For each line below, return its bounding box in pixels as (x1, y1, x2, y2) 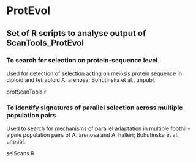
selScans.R (6, 150, 35, 157)
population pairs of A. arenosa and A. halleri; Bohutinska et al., (23, 131, 181, 139)
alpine (6, 131, 22, 139)
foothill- (170, 125, 190, 132)
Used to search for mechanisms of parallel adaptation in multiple (6, 125, 170, 132)
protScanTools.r (6, 88, 47, 95)
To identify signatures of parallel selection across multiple (6, 103, 183, 112)
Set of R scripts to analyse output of (6, 28, 146, 39)
